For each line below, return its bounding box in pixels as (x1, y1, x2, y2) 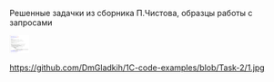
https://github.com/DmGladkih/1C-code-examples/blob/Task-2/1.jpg (9, 62, 266, 73)
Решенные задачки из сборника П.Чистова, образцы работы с (9, 8, 253, 18)
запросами (9, 17, 53, 28)
